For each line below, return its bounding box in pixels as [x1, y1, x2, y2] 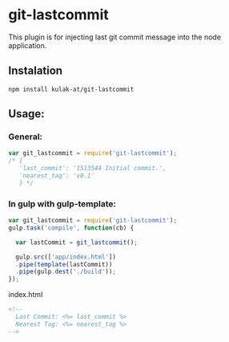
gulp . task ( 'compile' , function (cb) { [8, 223, 135, 232]
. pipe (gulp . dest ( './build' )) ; [15, 267, 116, 276]
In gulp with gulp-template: [8, 198, 116, 210]
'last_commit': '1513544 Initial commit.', [18, 165, 167, 173]
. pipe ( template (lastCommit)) [15, 260, 113, 268]
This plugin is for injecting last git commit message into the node [8, 32, 222, 42]
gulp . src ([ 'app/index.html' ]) [15, 253, 116, 261]
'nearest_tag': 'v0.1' [18, 172, 94, 180]
